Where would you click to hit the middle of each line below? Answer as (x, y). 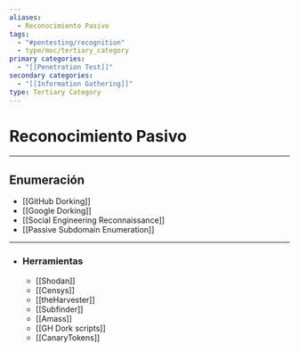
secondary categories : (51, 76)
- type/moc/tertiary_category (73, 51)
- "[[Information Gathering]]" (75, 84)
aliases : (25, 17)
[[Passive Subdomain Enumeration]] (88, 230)
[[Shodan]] (55, 281)
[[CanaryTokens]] (68, 337)
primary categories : (48, 59)
